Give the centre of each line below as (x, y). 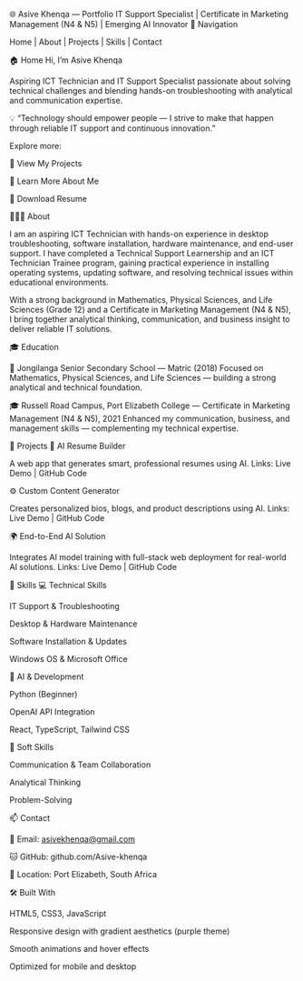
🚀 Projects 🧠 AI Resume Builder (68, 446)
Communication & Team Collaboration (80, 765)
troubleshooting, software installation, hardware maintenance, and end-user (151, 244)
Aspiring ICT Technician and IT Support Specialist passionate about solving (150, 81)
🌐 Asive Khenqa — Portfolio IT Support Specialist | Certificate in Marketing (149, 14)
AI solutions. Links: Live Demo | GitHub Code (93, 567)
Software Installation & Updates (68, 641)
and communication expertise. (66, 100)
